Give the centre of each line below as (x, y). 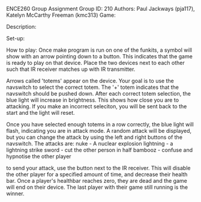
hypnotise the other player (39, 156)
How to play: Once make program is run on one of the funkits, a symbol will (99, 50)
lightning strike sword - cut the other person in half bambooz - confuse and (100, 150)
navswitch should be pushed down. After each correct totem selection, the (98, 93)
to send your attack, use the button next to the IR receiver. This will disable (98, 168)
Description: (21, 27)
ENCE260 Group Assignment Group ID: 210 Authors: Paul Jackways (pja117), (100, 9)
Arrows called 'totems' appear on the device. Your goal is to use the (90, 81)
